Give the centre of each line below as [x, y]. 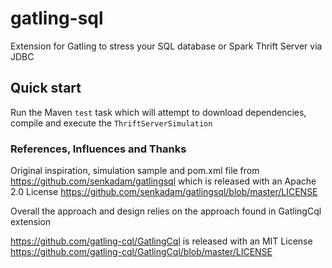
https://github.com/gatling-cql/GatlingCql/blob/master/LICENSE [141, 252]
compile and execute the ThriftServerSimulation [111, 123]
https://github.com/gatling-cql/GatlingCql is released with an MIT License [161, 241]
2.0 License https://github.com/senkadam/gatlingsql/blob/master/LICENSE [164, 192]
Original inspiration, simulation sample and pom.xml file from [135, 171]
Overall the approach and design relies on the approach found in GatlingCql [166, 211]
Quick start [46, 88]
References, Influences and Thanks [98, 149]
